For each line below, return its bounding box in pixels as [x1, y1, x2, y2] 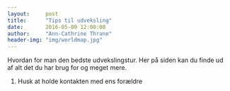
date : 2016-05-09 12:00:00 [7, 23, 106, 30]
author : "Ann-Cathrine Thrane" [7, 30, 113, 37]
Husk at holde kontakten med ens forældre [17, 77, 143, 85]
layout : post [7, 10, 59, 18]
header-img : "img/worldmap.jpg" [7, 37, 103, 44]
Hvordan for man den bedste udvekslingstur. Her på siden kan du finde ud [7, 56, 224, 64]
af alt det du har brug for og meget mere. [7, 63, 127, 72]
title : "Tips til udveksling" [7, 17, 113, 24]
